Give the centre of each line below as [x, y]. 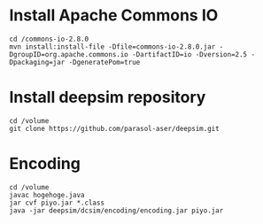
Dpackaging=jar [37, 62]
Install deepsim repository [108, 97]
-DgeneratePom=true [104, 62]
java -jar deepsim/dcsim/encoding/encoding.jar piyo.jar [116, 210]
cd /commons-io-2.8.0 [49, 39]
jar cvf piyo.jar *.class [57, 203]
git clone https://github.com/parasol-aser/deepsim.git [114, 128]
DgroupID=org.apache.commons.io [69, 54]
